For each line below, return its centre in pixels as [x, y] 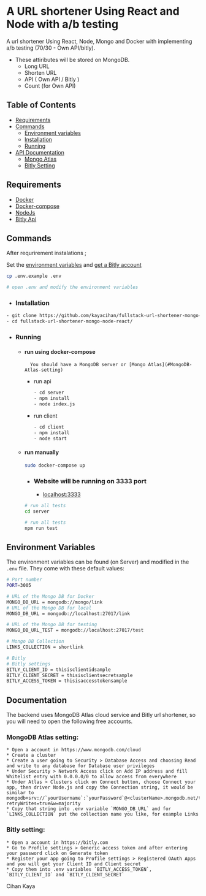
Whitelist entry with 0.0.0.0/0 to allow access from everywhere [91, 777]
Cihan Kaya [21, 886]
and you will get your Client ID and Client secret [74, 864]
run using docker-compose [60, 351]
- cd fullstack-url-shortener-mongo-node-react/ [70, 321]
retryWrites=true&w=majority [44, 804]
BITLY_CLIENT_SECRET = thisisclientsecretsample [70, 675]
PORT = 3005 [19, 586]
